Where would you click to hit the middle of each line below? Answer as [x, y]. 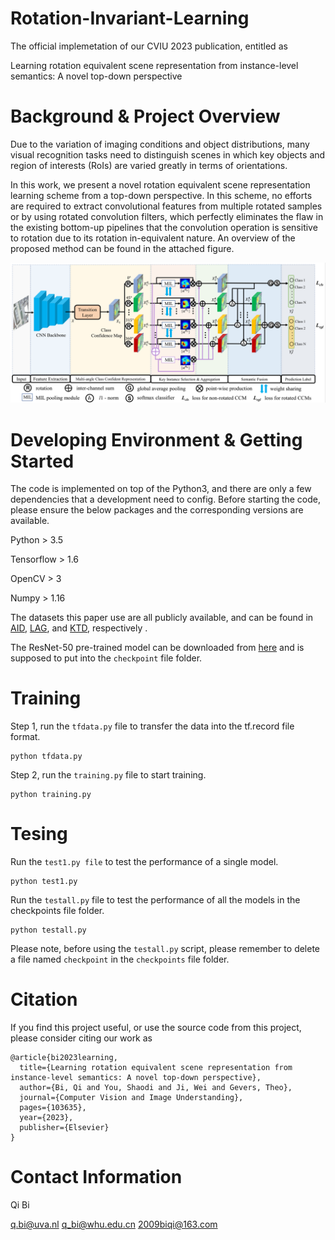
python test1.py [44, 882]
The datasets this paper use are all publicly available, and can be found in [162, 618]
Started [42, 461]
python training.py [51, 795]
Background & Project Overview [145, 116]
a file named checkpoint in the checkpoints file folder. [120, 959]
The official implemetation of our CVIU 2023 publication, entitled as [149, 46]
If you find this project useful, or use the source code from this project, [156, 1028]
